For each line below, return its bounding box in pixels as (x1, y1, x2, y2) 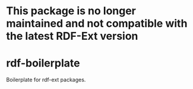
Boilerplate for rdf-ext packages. (6, 76, 86, 84)
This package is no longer (6, 4, 137, 18)
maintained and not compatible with (6, 17, 188, 30)
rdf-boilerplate (6, 56, 80, 70)
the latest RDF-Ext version (6, 30, 138, 43)
